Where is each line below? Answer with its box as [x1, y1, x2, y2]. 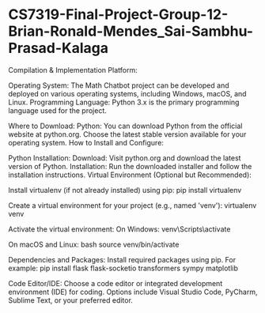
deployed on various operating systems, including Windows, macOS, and [8, 89, 247, 98]
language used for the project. [8, 105, 107, 115]
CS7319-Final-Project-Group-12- [8, 6, 229, 24]
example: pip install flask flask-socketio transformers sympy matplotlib [8, 263, 239, 273]
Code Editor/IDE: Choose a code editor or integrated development [8, 278, 223, 288]
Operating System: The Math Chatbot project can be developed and [8, 81, 229, 90]
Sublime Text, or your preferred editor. [8, 295, 133, 305]
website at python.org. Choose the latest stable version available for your [8, 129, 247, 139]
